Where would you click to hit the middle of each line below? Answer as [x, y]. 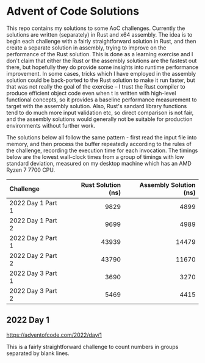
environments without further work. [51, 125]
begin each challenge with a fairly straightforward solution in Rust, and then [101, 41]
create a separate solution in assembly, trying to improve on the [86, 48]
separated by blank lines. [38, 353]
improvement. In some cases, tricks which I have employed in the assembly [101, 73]
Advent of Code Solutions [73, 11]
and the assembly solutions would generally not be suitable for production [100, 119]
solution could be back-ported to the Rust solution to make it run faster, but [101, 80]
